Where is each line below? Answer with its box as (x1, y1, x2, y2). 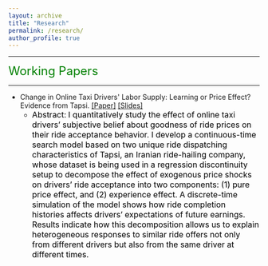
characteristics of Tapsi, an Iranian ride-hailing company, (31, 149, 246, 161)
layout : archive (8, 11, 62, 20)
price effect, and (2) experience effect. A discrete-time (31, 189, 238, 200)
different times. (31, 249, 89, 260)
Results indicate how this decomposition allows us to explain (31, 219, 259, 230)
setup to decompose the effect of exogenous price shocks (31, 169, 253, 181)
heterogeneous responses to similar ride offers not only (31, 229, 241, 240)
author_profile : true (8, 34, 81, 42)
